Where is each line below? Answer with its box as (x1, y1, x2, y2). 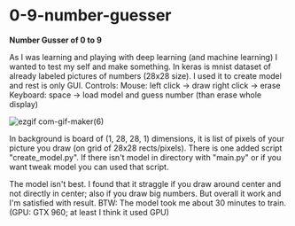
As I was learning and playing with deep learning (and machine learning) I (9, 51, 277, 62)
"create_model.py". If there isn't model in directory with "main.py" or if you (9, 152, 282, 162)
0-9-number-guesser (9, 5, 172, 26)
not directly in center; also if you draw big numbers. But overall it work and (9, 188, 282, 199)
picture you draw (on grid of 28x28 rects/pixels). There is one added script (9, 143, 283, 153)
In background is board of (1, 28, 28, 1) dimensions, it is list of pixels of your (9, 133, 285, 144)
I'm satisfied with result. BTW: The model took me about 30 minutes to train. (9, 197, 286, 208)
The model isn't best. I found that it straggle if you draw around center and (9, 178, 282, 189)
